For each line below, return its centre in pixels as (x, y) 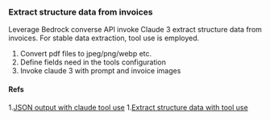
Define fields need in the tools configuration (93, 62)
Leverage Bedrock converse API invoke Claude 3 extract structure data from (135, 30)
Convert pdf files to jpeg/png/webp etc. (86, 54)
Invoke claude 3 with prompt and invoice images (100, 71)
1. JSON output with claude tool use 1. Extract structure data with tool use (128, 107)
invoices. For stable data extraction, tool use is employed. (104, 38)
